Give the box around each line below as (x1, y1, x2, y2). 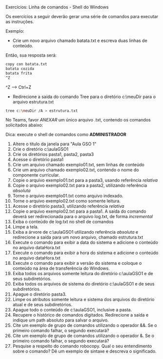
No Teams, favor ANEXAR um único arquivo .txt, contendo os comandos (5, 117, 151, 123)
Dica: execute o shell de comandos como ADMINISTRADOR (5, 132, 126, 138)
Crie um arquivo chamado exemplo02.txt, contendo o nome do (12, 167, 139, 173)
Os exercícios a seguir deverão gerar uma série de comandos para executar (5, 14, 159, 19)
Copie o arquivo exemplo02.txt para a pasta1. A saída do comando (12, 208, 146, 214)
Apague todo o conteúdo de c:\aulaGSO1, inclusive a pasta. (12, 307, 132, 313)
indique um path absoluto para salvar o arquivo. (12, 317, 109, 323)
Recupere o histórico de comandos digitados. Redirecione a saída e (12, 312, 149, 318)
